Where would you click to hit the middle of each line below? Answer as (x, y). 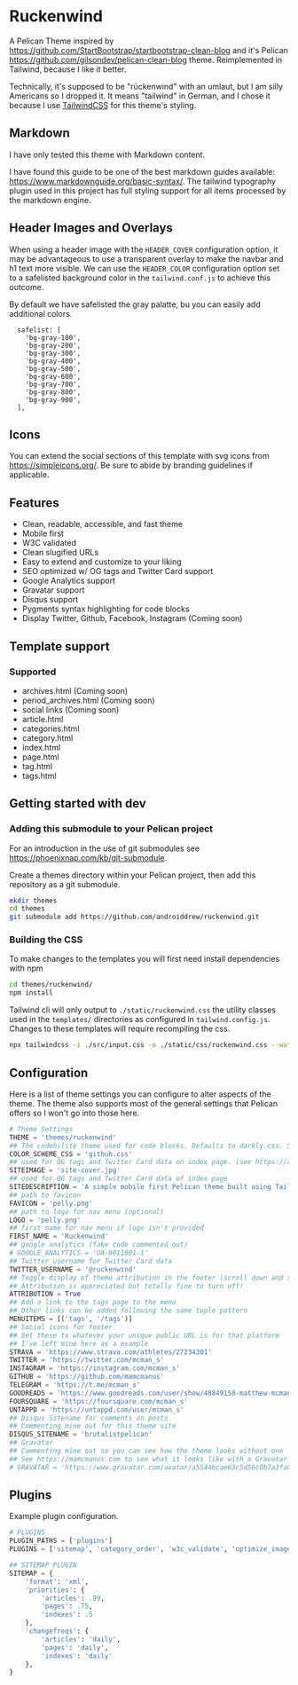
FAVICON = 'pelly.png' (51, 1203)
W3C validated (49, 543)
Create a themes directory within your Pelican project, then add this (133, 875)
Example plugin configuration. (64, 1516)
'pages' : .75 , (67, 1606)
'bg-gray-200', (53, 345)
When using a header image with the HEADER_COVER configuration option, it (144, 249)
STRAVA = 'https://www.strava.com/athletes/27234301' (111, 1352)
